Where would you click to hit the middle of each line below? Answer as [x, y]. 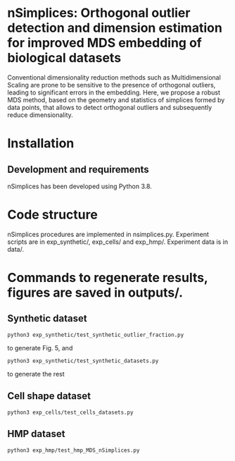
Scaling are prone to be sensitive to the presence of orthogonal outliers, [112, 85]
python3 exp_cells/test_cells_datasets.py [70, 412]
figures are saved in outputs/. [95, 293]
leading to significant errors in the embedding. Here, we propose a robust [114, 92]
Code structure [53, 215]
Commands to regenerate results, [108, 278]
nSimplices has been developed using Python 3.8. [80, 186]
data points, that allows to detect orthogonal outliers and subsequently [110, 107]
